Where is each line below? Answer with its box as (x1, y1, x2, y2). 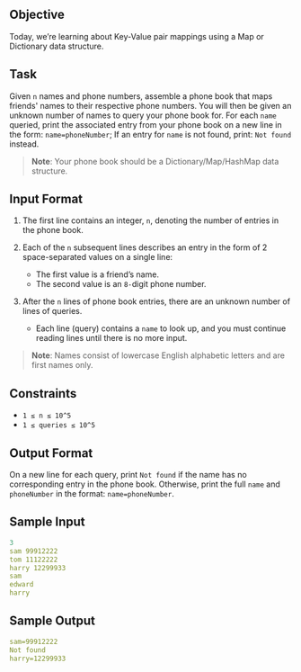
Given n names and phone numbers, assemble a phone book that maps (9, 90, 273, 102)
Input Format (9, 192, 84, 207)
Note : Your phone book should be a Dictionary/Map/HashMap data (31, 156, 279, 166)
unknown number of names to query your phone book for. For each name (9, 110, 277, 121)
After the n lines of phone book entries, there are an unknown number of (22, 296, 290, 307)
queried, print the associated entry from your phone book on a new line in (9, 119, 283, 130)
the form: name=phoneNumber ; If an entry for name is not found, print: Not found (9, 129, 292, 139)
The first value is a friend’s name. (35, 269, 160, 280)
